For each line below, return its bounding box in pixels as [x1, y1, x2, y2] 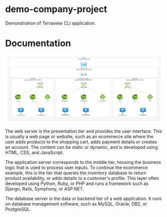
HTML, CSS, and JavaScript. [5, 149, 64, 155]
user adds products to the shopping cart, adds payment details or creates [5, 139, 157, 145]
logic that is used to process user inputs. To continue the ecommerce [5, 164, 148, 170]
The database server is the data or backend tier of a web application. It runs [5, 195, 162, 201]
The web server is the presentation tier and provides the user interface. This [5, 128, 162, 134]
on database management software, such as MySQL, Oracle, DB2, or [5, 200, 147, 206]
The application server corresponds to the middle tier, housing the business [5, 159, 161, 165]
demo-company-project [5, 4, 107, 15]
